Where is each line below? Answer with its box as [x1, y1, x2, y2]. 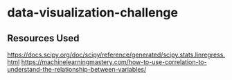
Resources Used [7, 32, 80, 44]
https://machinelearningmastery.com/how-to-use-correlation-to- [21, 58, 207, 66]
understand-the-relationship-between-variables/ [7, 66, 147, 73]
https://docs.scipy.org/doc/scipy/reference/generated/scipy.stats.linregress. [7, 50, 225, 59]
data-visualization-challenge [7, 5, 179, 21]
